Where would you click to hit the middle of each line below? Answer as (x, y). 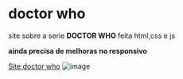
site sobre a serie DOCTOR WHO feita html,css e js (92, 36)
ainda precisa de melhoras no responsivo (78, 51)
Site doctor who (35, 66)
